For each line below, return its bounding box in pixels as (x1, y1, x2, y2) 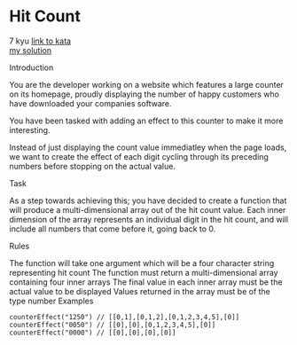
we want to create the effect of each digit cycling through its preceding (9, 151, 269, 161)
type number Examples (9, 295, 94, 306)
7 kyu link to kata (9, 35, 72, 46)
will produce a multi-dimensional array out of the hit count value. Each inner (9, 204, 286, 215)
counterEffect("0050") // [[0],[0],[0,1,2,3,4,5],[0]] (9, 320, 216, 329)
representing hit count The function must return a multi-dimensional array (9, 267, 278, 278)
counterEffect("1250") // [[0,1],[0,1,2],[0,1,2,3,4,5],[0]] (9, 312, 240, 321)
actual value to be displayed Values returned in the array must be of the (9, 286, 270, 296)
